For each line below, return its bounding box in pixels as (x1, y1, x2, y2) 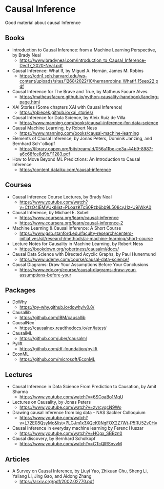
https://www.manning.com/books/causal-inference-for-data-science (19, 120, 159, 125)
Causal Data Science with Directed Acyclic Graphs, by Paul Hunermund (12, 251, 156, 257)
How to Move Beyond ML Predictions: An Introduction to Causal (12, 156, 141, 162)
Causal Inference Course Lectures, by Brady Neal (12, 194, 112, 199)
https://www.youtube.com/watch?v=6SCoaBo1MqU (19, 394, 123, 400)
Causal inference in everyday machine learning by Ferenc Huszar (12, 425, 144, 431)
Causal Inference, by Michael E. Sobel (12, 209, 89, 215)
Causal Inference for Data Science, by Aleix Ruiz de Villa (12, 114, 125, 121)
